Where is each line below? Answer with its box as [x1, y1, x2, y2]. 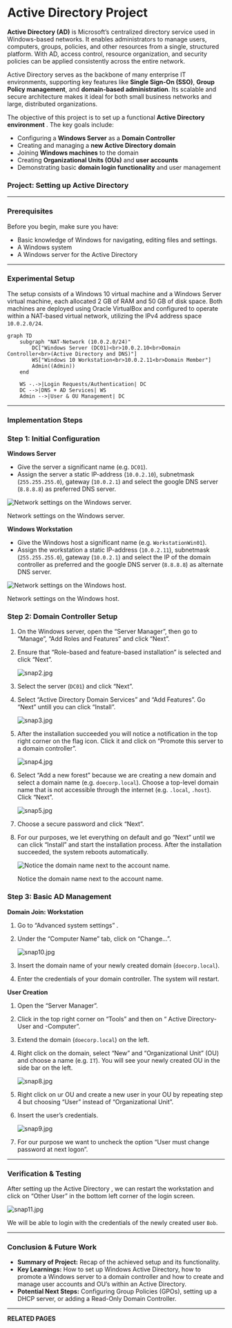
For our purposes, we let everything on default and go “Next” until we [17, 834, 215, 842]
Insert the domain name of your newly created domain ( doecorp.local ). [17, 961, 220, 970]
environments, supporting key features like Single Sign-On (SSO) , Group [7, 77, 215, 86]
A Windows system [17, 243, 72, 251]
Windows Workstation [7, 525, 73, 533]
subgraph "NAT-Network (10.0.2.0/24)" [19, 338, 131, 345]
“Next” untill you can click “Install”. [17, 703, 116, 711]
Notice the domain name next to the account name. [17, 875, 164, 883]
